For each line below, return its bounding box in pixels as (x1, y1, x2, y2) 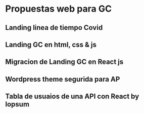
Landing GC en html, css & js (5, 40, 97, 49)
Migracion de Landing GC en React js (5, 58, 124, 66)
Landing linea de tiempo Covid (5, 23, 103, 32)
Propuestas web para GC (5, 3, 112, 15)
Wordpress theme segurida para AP (5, 74, 120, 84)
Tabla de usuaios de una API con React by (5, 92, 139, 101)
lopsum (5, 100, 29, 109)
